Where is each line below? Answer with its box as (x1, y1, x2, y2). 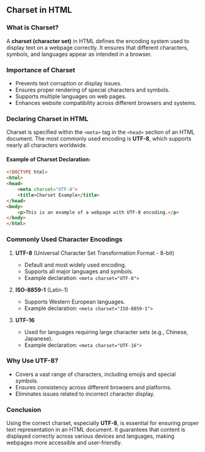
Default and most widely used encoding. (24, 261, 127, 268)
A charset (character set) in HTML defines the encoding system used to (6, 37, 190, 45)
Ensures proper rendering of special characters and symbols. (15, 86, 170, 93)
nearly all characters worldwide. (6, 141, 88, 149)
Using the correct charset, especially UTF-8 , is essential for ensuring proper (6, 419, 199, 427)
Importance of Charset (6, 66, 75, 74)
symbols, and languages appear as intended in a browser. (6, 50, 152, 58)
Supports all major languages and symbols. (24, 267, 133, 275)
